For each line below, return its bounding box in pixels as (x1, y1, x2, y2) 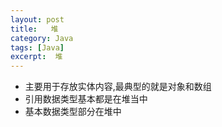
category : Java (10, 33, 74, 43)
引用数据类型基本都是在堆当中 (24, 93, 148, 105)
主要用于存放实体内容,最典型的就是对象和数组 (24, 81, 212, 93)
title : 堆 (10, 24, 59, 34)
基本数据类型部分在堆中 (24, 106, 122, 118)
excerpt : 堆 (10, 52, 63, 62)
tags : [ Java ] (10, 42, 65, 53)
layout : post (10, 14, 65, 25)
